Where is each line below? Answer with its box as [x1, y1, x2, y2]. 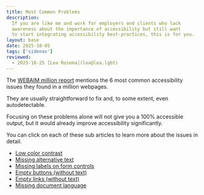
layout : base [6, 37, 40, 43]
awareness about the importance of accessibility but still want [12, 26, 181, 32]
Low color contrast [15, 149, 63, 157]
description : [6, 15, 40, 21]
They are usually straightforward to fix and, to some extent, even [6, 95, 169, 102]
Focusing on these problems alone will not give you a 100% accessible [6, 113, 184, 120]
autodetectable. [6, 101, 46, 108]
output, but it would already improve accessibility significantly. [6, 119, 163, 126]
